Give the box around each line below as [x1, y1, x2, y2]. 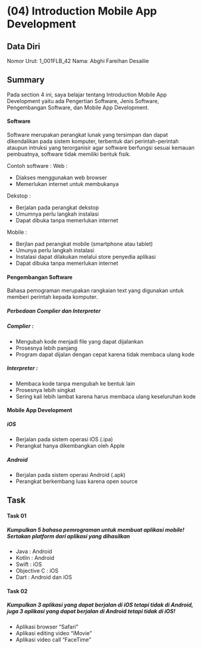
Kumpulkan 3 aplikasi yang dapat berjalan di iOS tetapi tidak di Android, [7, 601, 194, 608]
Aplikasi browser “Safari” [15, 623, 78, 630]
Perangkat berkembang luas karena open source [15, 478, 138, 485]
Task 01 [7, 512, 27, 519]
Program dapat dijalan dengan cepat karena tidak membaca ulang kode [15, 350, 195, 358]
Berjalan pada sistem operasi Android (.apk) [15, 471, 126, 479]
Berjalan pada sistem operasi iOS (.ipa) [15, 436, 113, 443]
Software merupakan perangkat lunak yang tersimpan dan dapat [7, 131, 169, 139]
